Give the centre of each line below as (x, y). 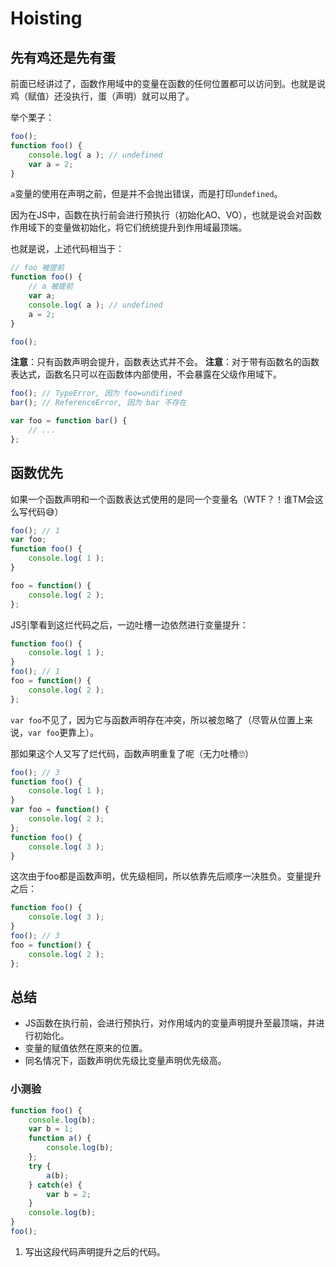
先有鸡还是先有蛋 (63, 57)
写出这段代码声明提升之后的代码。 (95, 1251)
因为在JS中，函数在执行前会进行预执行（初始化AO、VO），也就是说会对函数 (166, 215)
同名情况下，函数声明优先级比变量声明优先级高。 (125, 1061)
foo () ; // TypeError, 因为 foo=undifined (96, 393)
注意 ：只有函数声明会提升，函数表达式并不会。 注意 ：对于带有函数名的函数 (165, 362)
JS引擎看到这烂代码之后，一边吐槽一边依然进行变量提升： (129, 624)
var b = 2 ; (69, 1194)
